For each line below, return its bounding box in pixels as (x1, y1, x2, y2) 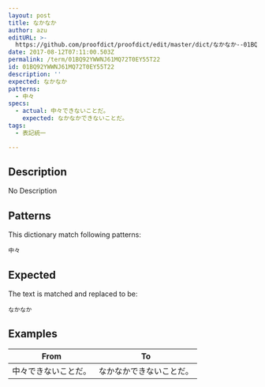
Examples (8, 327, 58, 340)
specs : (8, 100, 30, 107)
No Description (8, 186, 58, 196)
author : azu (8, 26, 47, 34)
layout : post (8, 11, 51, 20)
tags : (8, 122, 26, 130)
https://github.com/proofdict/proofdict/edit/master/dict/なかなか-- (15, 41, 244, 49)
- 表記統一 (15, 129, 47, 137)
